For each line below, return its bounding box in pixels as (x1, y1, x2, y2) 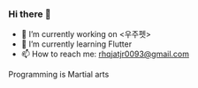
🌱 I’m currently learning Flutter (20, 39, 133, 49)
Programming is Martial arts (8, 70, 110, 80)
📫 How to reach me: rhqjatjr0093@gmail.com (20, 48, 190, 60)
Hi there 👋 (8, 8, 52, 20)
